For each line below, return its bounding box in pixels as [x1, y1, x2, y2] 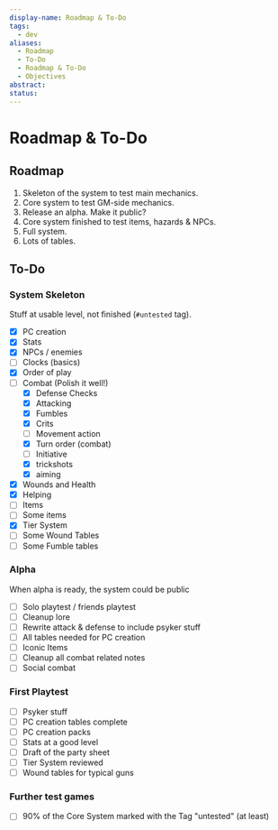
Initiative [35, 448, 67, 459]
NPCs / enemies [22, 346, 83, 357]
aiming [35, 469, 61, 480]
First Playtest [9, 686, 69, 698]
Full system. [22, 226, 67, 236]
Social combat [22, 662, 76, 673]
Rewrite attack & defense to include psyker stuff [22, 622, 201, 632]
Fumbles [35, 408, 68, 419]
